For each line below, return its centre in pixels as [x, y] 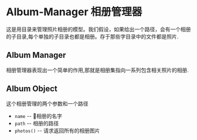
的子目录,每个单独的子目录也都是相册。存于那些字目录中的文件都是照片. [92, 36]
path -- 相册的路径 [37, 123]
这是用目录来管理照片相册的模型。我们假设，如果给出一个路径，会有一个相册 [98, 29]
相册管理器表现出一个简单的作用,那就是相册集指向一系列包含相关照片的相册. [98, 70]
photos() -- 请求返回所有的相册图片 [57, 130]
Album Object [32, 89]
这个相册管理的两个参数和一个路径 [47, 103]
